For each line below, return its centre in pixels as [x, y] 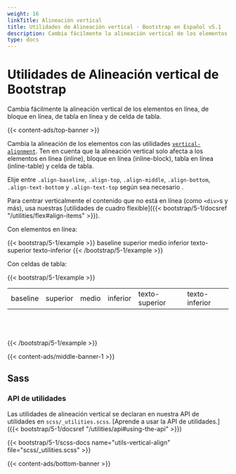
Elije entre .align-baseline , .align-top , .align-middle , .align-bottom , [109, 180]
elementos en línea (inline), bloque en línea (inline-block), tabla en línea [111, 159]
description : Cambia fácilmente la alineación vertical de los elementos [118, 33]
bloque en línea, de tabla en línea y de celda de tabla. [84, 117]
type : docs [23, 40]
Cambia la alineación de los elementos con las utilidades [89, 144]
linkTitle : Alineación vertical [54, 20]
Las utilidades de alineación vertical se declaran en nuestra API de [103, 414]
